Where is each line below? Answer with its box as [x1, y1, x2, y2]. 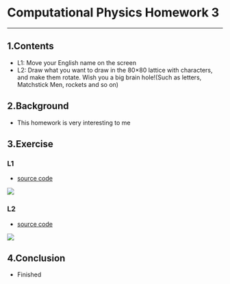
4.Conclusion [7, 252, 66, 264]
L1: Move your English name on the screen [16, 58, 137, 66]
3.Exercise [7, 138, 53, 150]
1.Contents [7, 40, 54, 52]
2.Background [7, 101, 69, 112]
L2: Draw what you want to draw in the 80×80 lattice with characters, [16, 66, 214, 74]
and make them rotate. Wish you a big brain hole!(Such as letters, [16, 73, 202, 81]
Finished [16, 270, 42, 279]
